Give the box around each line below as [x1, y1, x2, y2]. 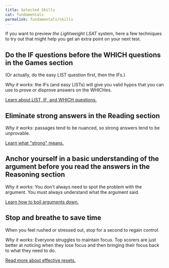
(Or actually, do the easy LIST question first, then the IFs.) [5, 72, 125, 78]
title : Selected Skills [5, 7, 55, 13]
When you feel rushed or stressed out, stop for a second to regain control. [5, 227, 160, 233]
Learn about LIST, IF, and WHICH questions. [5, 97, 97, 103]
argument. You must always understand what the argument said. [5, 189, 140, 195]
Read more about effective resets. [5, 257, 76, 263]
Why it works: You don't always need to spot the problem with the [5, 184, 142, 190]
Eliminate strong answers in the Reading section [5, 112, 160, 120]
